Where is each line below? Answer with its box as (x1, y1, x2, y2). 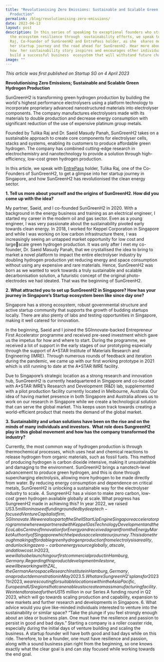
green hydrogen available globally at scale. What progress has (15, 495, 140, 501)
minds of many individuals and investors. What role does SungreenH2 (5, 424, 151, 430)
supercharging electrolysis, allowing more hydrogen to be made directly (5, 475, 150, 481)
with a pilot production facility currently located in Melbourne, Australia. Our (5, 388, 158, 394)
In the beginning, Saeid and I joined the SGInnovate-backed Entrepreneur (5, 327, 153, 333)
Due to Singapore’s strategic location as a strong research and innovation (5, 373, 153, 379)
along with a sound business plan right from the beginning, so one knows (5, 641, 153, 647)
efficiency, (5, 156, 27, 162)
